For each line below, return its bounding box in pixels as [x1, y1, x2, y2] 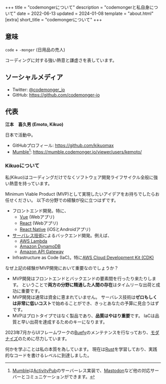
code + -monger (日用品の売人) [5, 47, 66, 53]
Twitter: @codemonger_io [12, 86, 65, 93]
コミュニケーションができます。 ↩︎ [25, 374, 95, 380]
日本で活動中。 [5, 132, 36, 138]
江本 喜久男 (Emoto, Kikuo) [5, 121, 64, 127]
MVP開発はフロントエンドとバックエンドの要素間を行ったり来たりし [12, 275, 152, 281]
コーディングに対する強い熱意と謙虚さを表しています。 [5, 57, 117, 63]
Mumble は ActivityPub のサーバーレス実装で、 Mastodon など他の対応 [12, 368, 151, 374]
